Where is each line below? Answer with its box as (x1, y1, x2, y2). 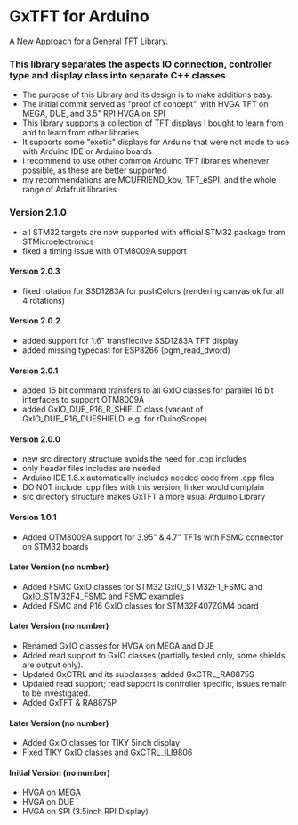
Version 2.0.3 (9, 265, 60, 277)
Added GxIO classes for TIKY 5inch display (21, 738, 181, 748)
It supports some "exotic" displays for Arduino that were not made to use (21, 136, 290, 148)
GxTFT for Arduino (9, 6, 149, 27)
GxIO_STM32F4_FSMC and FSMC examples (21, 591, 185, 601)
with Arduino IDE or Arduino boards (21, 146, 153, 157)
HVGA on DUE (21, 796, 75, 807)
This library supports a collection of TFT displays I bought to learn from (21, 118, 284, 128)
